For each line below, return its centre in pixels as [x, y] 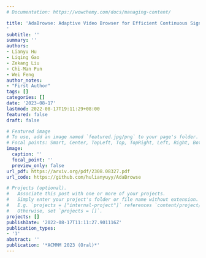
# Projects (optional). [37, 188]
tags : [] [17, 92]
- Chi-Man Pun [25, 69]
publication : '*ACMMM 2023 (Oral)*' [53, 245]
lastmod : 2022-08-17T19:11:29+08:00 [53, 109]
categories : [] [26, 98]
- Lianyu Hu [21, 52]
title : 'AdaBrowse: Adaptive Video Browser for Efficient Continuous [97, 23]
